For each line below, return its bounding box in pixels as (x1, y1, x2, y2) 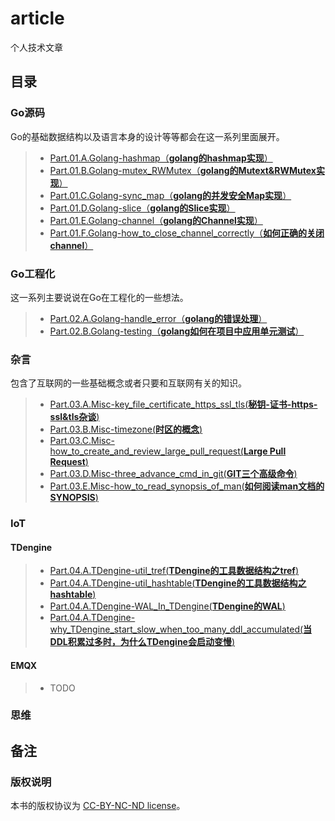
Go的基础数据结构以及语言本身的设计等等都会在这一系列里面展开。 (10, 130, 285, 142)
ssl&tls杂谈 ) (49, 411, 100, 423)
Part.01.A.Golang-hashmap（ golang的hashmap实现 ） (49, 152, 273, 164)
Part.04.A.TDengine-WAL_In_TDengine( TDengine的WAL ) (49, 600, 286, 612)
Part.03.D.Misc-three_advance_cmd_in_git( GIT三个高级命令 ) (49, 468, 298, 480)
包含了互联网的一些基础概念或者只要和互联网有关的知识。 (10, 377, 247, 389)
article (10, 7, 65, 30)
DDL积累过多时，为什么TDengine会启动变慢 (49, 636, 232, 648)
